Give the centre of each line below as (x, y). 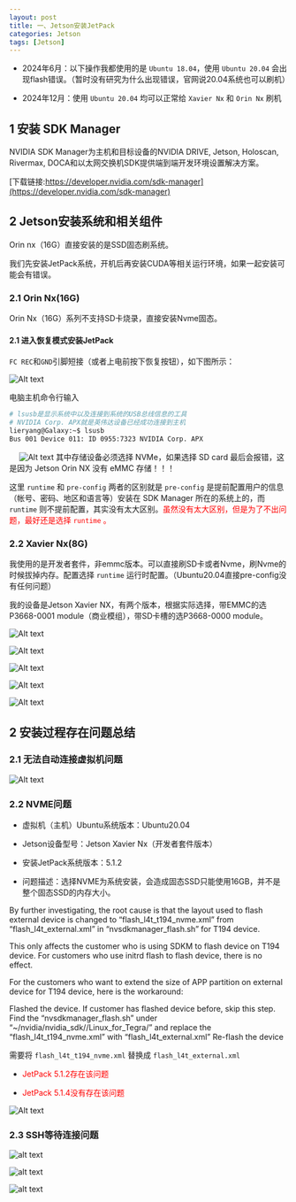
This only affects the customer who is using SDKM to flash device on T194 (144, 946)
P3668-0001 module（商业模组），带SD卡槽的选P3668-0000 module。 (138, 616)
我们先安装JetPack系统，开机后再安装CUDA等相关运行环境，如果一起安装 (144, 263)
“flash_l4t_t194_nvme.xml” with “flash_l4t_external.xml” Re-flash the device (147, 1037)
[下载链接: (27, 181)
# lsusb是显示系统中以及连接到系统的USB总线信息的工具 (98, 414)
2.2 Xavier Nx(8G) (49, 543)
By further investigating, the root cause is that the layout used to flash (136, 910)
